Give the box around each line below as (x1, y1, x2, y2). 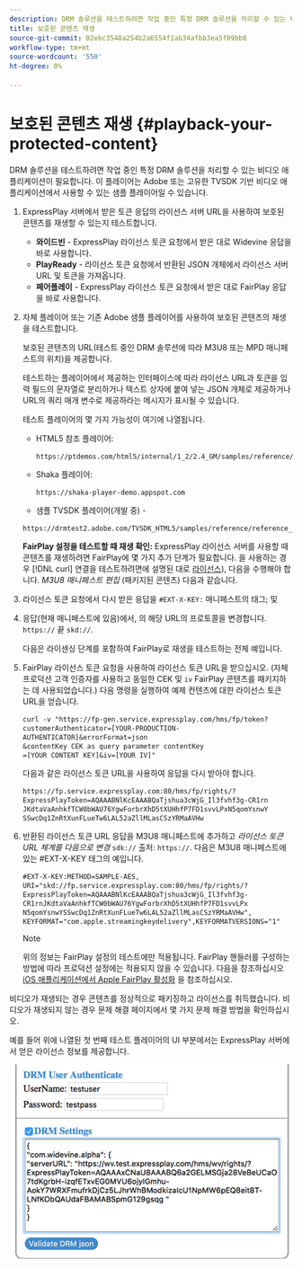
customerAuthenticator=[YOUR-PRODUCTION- (22, 723, 180, 732)
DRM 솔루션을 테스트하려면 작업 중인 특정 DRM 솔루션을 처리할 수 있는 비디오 (9, 164, 280, 175)
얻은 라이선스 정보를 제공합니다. (18, 1045, 129, 1056)
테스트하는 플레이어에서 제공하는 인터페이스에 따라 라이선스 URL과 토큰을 (22, 372, 279, 383)
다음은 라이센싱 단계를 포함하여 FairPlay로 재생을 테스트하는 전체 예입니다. (22, 643, 283, 653)
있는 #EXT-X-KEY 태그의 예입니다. (22, 853, 144, 864)
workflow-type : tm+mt (9, 43, 91, 52)
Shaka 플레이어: (35, 468, 93, 480)
